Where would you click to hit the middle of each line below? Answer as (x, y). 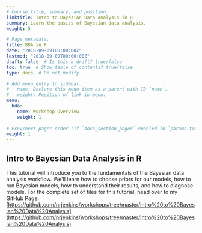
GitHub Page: (23, 198)
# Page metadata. (28, 40)
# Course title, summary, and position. (58, 12)
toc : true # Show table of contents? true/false (70, 67)
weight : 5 (19, 29)
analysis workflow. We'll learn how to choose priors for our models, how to (99, 179)
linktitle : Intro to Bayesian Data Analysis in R (70, 17)
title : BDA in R (26, 45)
